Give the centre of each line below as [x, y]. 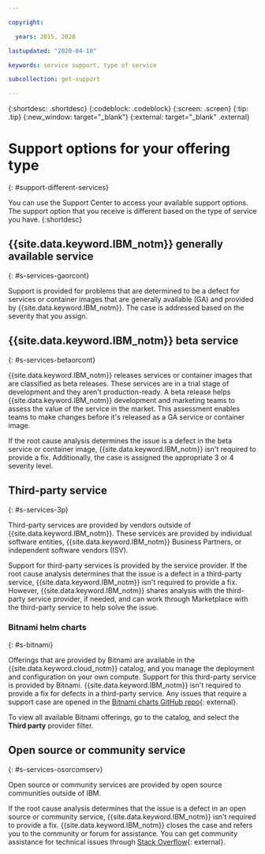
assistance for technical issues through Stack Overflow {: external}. [117, 841]
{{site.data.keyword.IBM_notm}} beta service [123, 341]
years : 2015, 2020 [46, 36]
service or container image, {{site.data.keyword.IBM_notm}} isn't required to [132, 449]
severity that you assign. [48, 315]
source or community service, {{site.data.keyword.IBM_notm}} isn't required [132, 816]
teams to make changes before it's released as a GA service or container [127, 417]
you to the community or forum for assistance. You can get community [123, 833]
